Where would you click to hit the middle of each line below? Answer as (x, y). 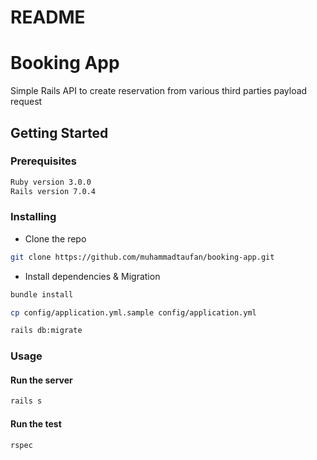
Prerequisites (43, 161)
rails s (26, 401)
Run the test (36, 423)
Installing (33, 217)
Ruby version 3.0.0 (51, 182)
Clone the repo (55, 238)
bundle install (42, 294)
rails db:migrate (46, 331)
